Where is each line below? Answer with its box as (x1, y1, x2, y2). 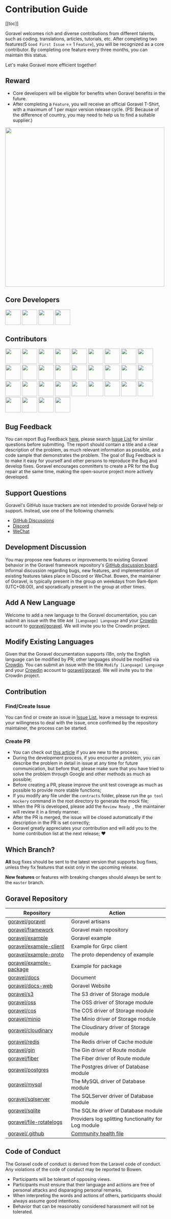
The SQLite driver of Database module (71, 1107, 163, 1114)
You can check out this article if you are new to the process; (12, 749, 139, 755)
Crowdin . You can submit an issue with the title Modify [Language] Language (5, 662, 164, 668)
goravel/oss (8, 999, 37, 1006)
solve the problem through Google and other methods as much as (12, 771, 151, 777)
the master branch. (5, 880, 45, 886)
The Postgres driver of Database (71, 1063, 149, 1070)
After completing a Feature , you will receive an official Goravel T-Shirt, (12, 101, 160, 107)
